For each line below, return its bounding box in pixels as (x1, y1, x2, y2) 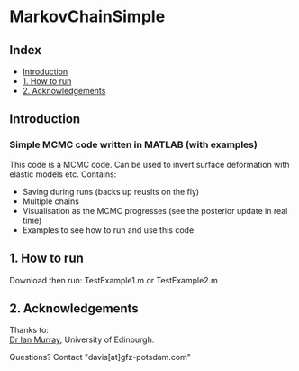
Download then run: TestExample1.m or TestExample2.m (9, 274, 218, 285)
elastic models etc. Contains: (9, 169, 117, 180)
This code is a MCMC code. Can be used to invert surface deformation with (9, 159, 290, 170)
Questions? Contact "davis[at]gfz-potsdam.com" (9, 352, 192, 363)
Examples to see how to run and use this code (22, 224, 195, 236)
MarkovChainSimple (9, 6, 166, 27)
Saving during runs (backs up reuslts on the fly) (22, 186, 200, 197)
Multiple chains (22, 196, 79, 207)
